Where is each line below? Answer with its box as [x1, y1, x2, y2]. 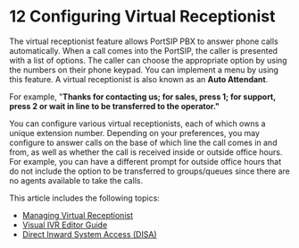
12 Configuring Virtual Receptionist [9, 6, 276, 27]
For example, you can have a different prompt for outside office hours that [9, 156, 282, 167]
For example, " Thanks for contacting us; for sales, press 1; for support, [9, 91, 277, 102]
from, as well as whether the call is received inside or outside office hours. [9, 146, 283, 158]
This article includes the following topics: [9, 192, 161, 203]
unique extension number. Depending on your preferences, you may [9, 127, 261, 138]
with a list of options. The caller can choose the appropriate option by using [9, 55, 287, 65]
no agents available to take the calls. [9, 175, 144, 185]
